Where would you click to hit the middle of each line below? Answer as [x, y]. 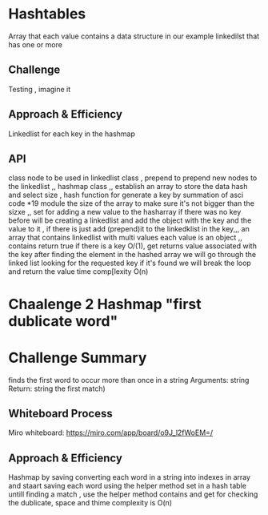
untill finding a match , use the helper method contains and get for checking [133, 494]
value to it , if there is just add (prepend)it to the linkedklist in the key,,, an [129, 229]
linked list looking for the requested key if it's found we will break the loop [130, 263]
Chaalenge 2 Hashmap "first [105, 304]
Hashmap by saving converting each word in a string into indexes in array [129, 477]
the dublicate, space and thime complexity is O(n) [90, 503]
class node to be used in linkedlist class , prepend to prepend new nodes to [133, 178]
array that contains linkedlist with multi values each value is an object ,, [125, 238]
